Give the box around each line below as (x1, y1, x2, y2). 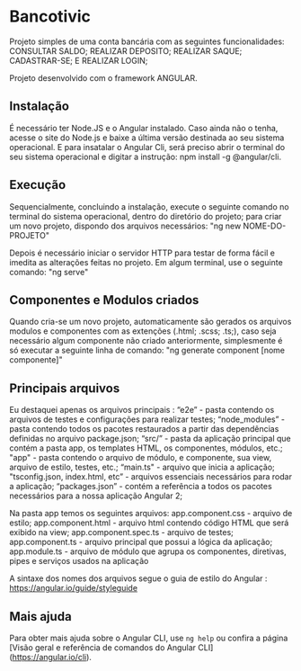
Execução (9, 177, 66, 192)
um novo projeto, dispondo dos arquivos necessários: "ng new (9, 220, 242, 231)
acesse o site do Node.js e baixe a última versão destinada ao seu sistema (9, 132, 285, 143)
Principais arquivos (9, 380, 120, 396)
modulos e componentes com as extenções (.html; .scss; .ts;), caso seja (9, 326, 277, 336)
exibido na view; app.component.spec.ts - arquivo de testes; (9, 527, 234, 538)
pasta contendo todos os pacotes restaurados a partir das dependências (9, 424, 279, 434)
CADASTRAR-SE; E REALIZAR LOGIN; (9, 55, 148, 66)
